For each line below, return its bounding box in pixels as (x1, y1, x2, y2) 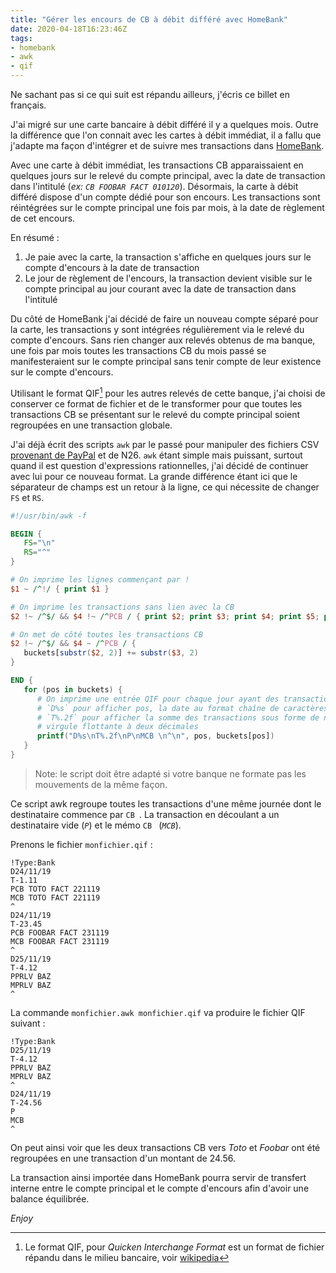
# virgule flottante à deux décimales (36, 722, 199, 732)
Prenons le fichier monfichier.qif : (10, 838, 153, 850)
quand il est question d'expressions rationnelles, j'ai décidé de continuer (10, 459, 309, 471)
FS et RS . (10, 491, 45, 503)
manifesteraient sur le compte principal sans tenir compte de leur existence (10, 356, 322, 367)
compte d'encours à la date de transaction (24, 262, 200, 273)
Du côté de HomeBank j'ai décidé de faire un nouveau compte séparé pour (10, 313, 319, 325)
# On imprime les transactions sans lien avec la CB (10, 602, 235, 612)
